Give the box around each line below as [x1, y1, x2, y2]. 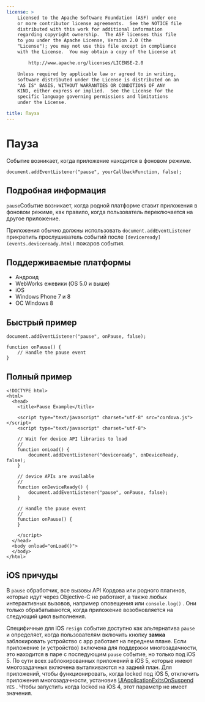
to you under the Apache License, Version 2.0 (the [17, 37, 152, 43]
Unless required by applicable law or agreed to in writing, [17, 71, 176, 77]
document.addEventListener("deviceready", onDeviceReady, [28, 452, 179, 458]
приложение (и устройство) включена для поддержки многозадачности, [6, 644, 198, 651]
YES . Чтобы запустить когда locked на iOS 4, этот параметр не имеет [6, 683, 188, 690]
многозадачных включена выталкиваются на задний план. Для [6, 663, 173, 671]
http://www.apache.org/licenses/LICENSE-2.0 [28, 59, 144, 66]
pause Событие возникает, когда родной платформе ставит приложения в [6, 201, 198, 209]
